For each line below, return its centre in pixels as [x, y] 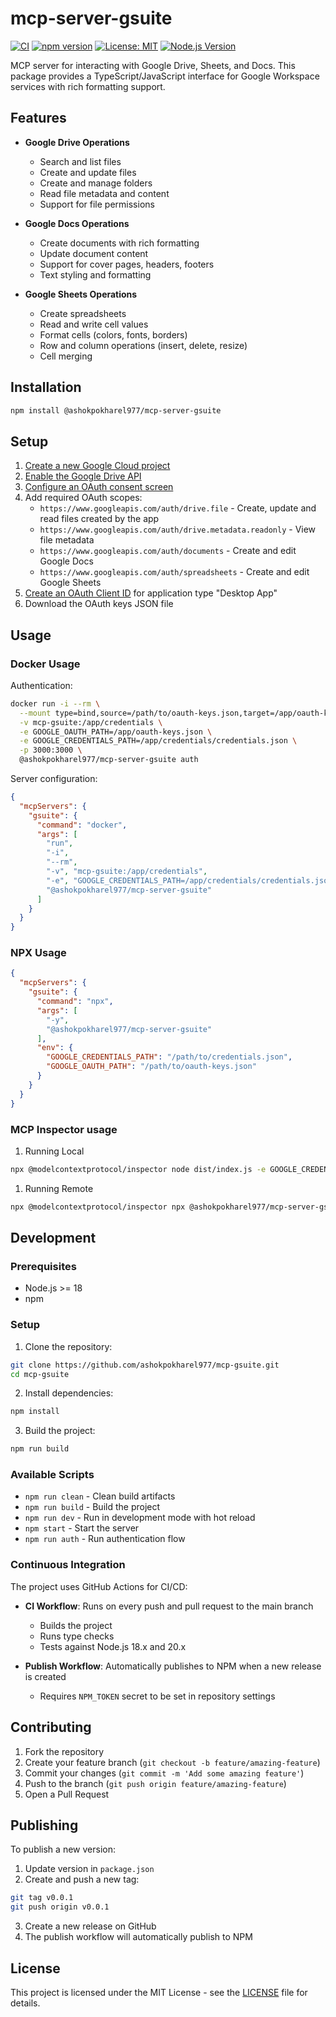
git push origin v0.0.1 [60, 1907]
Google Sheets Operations [81, 294]
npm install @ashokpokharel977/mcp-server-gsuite [116, 410]
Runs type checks [77, 1636]
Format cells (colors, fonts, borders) [113, 334]
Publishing [44, 1825]
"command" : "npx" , [75, 1002]
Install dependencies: [69, 1393]
